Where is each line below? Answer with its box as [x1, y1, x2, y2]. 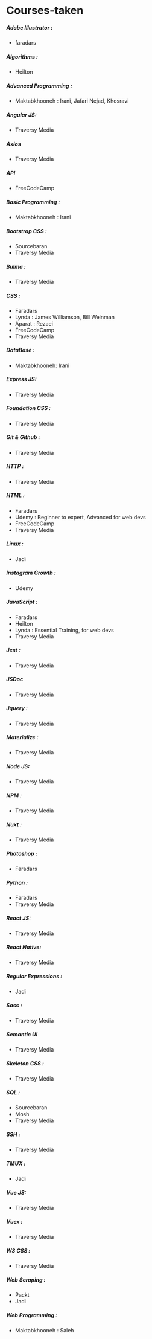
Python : [6, 879, 28, 886]
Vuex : [6, 1218, 23, 1225]
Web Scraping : [6, 1276, 46, 1283]
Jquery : [6, 705, 28, 712]
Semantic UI [6, 1030, 38, 1038]
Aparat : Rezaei [14, 319, 53, 327]
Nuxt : [6, 821, 22, 828]
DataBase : [6, 347, 35, 354]
